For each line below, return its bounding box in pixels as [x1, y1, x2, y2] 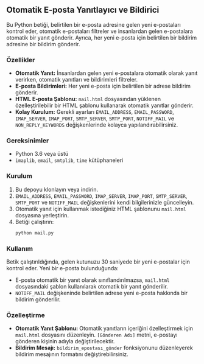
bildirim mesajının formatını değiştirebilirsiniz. [15, 351, 129, 358]
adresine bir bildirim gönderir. [6, 40, 80, 47]
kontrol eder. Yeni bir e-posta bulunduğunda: [6, 264, 119, 271]
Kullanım [6, 244, 33, 253]
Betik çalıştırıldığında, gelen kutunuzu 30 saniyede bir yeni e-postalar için [6, 258, 190, 265]
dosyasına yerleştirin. [15, 211, 69, 219]
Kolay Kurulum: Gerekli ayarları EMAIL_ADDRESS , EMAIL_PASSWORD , [15, 108, 175, 116]
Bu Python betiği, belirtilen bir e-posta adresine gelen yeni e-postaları [6, 21, 181, 28]
